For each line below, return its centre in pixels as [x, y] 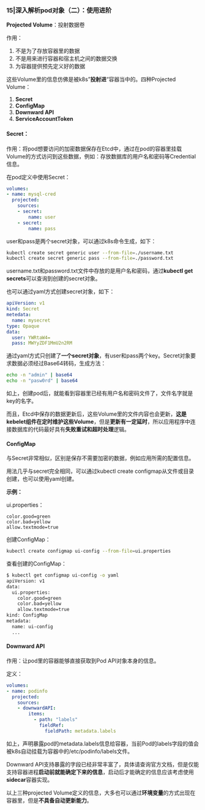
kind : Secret [23, 309]
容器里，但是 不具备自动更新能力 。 [49, 800]
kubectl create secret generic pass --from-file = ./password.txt [90, 259]
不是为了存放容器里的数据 [47, 51]
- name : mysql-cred [31, 194]
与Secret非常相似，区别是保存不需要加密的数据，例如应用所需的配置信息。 [100, 458]
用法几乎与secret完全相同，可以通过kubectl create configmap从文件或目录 [100, 471]
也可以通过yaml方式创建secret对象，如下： [61, 292]
